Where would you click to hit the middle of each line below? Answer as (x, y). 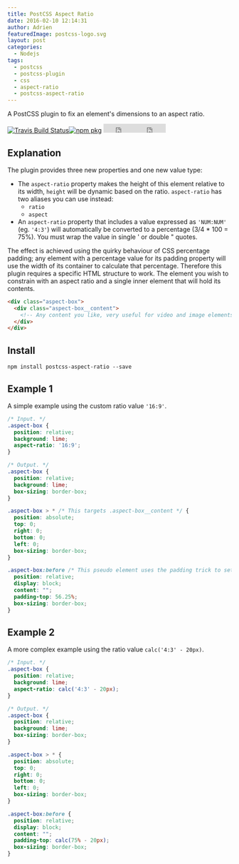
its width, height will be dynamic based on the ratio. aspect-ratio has (119, 191)
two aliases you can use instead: (65, 199)
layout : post (27, 41)
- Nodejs (27, 54)
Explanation (34, 153)
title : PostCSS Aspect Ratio (51, 14)
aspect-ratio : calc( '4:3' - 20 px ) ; (67, 689)
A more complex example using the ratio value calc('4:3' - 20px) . (106, 649)
